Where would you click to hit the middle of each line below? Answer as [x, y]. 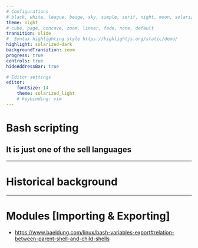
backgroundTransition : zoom [41, 50]
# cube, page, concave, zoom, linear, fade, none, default [80, 28]
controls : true [25, 61]
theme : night [22, 22]
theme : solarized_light [46, 94]
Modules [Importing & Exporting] [88, 216]
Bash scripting [42, 128]
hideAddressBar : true [33, 66]
